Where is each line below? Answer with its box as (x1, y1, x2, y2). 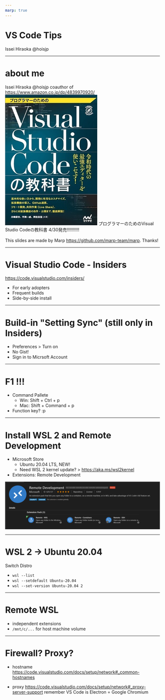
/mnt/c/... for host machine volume (12, 626, 86, 632)
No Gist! (12, 349, 29, 355)
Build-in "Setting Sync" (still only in (5, 317, 153, 328)
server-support (12, 689, 43, 695)
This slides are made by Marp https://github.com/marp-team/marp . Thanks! (5, 237, 159, 243)
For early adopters (12, 285, 50, 291)
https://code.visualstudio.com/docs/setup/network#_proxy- (25, 684, 146, 690)
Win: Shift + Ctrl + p (19, 398, 60, 404)
